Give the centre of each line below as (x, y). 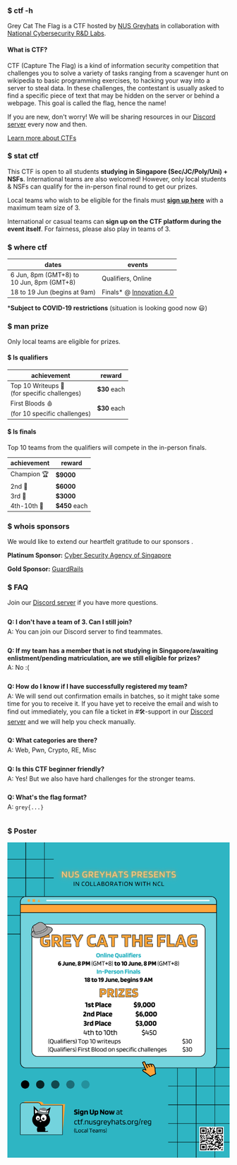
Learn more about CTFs (42, 138)
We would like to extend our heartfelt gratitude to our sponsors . (101, 542)
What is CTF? (28, 49)
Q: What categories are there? (52, 740)
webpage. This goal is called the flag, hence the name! (87, 103)
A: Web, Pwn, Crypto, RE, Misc (52, 750)
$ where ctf (27, 247)
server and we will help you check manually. (72, 721)
